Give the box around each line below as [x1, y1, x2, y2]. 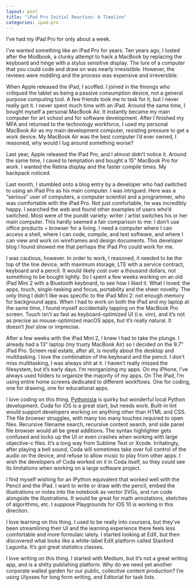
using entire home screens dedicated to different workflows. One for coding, [6, 378, 191, 385]
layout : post [6, 8, 38, 15]
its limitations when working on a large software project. [6, 464, 142, 472]
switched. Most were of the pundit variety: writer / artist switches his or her [6, 212, 188, 219]
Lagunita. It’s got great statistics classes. [6, 544, 104, 551]
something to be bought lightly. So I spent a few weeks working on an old [6, 274, 183, 281]
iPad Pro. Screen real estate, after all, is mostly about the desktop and [6, 347, 174, 354]
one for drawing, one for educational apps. [6, 385, 109, 392]
